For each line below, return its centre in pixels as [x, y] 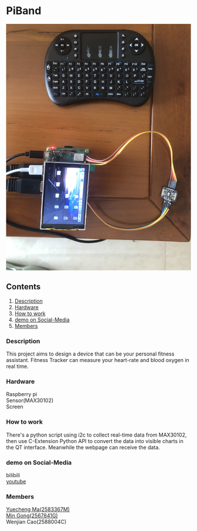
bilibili [13, 475]
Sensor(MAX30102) [30, 401]
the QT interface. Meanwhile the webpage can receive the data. [83, 447]
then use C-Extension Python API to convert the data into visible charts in [95, 441]
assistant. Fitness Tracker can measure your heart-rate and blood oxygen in [98, 360]
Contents [23, 287]
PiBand [24, 11]
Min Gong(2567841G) [32, 516]
